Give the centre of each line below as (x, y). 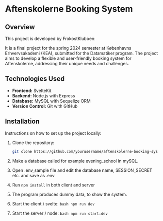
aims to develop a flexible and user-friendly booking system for (68, 58)
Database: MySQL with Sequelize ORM (51, 101)
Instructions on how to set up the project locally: (53, 133)
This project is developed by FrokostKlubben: (50, 38)
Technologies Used (35, 79)
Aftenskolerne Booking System (69, 9)
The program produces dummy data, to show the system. (69, 194)
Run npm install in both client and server (53, 185)
